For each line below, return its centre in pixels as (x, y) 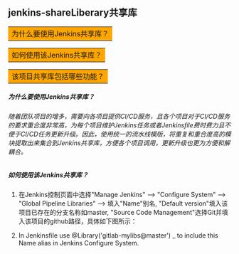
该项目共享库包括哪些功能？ (58, 76)
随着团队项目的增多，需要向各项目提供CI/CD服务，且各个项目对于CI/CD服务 (119, 116)
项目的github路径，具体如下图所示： (84, 221)
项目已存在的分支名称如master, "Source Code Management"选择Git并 (120, 212)
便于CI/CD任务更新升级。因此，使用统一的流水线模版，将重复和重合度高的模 (120, 134)
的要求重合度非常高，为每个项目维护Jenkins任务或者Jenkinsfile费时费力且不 (119, 125)
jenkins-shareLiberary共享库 (73, 13)
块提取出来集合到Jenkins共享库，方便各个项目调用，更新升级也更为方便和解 (119, 143)
